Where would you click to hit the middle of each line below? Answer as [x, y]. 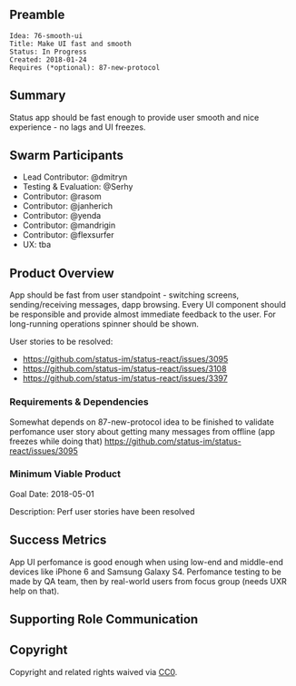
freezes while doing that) [56, 441]
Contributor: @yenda [62, 216]
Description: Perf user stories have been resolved [102, 511]
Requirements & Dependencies [79, 402]
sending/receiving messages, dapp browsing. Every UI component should [148, 305]
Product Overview [62, 273]
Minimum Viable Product [65, 474]
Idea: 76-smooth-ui [46, 35]
